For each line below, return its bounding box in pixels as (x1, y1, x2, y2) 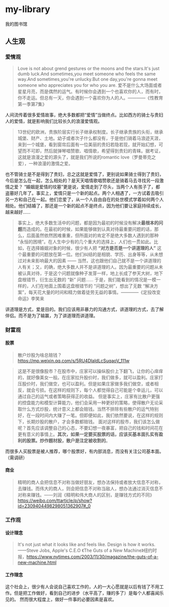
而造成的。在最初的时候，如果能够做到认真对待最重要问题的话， (22, 226, 154, 232)
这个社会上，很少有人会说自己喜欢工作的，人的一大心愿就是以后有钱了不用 (5, 584, 159, 590)
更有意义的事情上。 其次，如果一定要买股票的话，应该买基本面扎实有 (17, 431, 159, 437)
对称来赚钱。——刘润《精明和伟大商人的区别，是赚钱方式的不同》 (17, 491, 154, 498)
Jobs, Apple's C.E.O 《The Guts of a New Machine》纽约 (39, 547, 153, 553)
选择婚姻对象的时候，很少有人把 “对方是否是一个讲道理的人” (31, 245, 156, 251)
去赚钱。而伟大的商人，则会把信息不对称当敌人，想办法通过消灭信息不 (17, 485, 163, 491)
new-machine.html (17, 560, 57, 566)
